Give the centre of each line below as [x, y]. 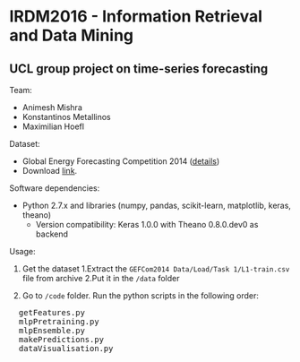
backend [52, 234]
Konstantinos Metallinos [66, 117]
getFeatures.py [51, 312]
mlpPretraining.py [59, 321]
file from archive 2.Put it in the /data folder [101, 278]
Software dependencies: [55, 188]
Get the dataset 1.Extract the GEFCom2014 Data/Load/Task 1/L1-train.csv [156, 269]
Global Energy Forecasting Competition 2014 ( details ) [121, 161]
